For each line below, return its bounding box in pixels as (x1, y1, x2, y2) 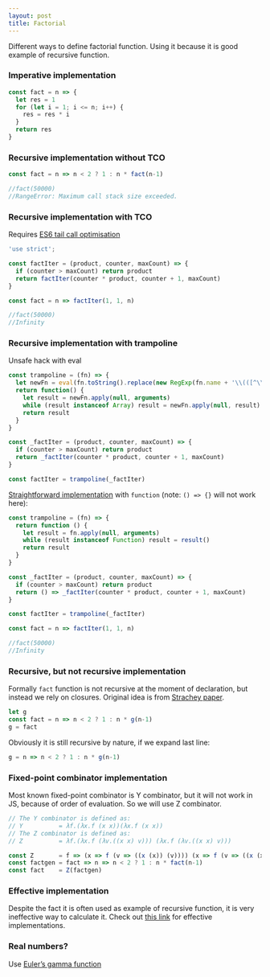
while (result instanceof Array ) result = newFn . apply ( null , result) (22, 401, 261, 409)
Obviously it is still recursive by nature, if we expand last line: (8, 737, 211, 747)
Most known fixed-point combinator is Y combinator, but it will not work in (8, 790, 253, 800)
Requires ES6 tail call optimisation (8, 230, 121, 240)
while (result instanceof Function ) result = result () (22, 536, 211, 544)
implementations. (8, 921, 66, 930)
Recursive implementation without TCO (8, 152, 166, 163)
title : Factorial (8, 19, 67, 27)
